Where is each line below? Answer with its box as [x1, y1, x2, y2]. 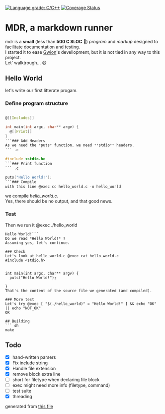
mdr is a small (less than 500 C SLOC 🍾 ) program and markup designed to [5, 38, 158, 44]
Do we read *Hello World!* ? [5, 236, 66, 241]
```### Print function [5, 161, 52, 166]
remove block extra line [12, 371, 61, 377]
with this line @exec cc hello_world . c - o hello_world [5, 184, 121, 189]
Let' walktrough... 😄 [5, 60, 47, 66]
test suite [12, 388, 31, 394]
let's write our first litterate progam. [5, 87, 78, 93]
